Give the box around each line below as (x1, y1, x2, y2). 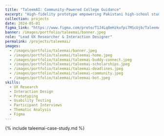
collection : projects (5, 16, 49, 21)
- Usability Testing (9, 98, 51, 103)
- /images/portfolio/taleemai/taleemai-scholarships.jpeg (9, 62, 130, 67)
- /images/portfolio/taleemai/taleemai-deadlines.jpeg (9, 67, 123, 71)
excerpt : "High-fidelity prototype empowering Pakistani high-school (5, 12, 150, 17)
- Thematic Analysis (9, 107, 51, 113)
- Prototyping (9, 93, 38, 98)
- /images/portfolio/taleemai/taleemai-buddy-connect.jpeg (9, 57, 132, 62)
